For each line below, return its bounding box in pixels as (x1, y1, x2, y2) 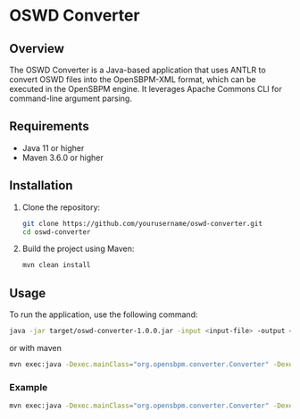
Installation (9, 178, 73, 193)
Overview (9, 41, 65, 56)
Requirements (9, 119, 89, 134)
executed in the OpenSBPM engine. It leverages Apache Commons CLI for (9, 84, 283, 94)
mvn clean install (21, 261, 91, 270)
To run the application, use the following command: (9, 309, 198, 320)
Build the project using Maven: (21, 243, 135, 255)
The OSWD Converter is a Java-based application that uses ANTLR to (9, 64, 266, 75)
